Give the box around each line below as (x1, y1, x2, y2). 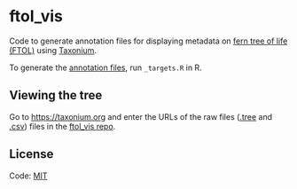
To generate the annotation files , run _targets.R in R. (9, 62, 202, 73)
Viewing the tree (9, 88, 103, 103)
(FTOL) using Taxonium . (9, 44, 98, 55)
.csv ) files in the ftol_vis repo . (9, 121, 116, 131)
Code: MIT (9, 170, 48, 181)
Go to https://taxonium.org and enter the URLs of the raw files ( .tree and (9, 111, 273, 122)
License (9, 146, 54, 161)
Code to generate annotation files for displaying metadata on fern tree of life (9, 35, 288, 46)
